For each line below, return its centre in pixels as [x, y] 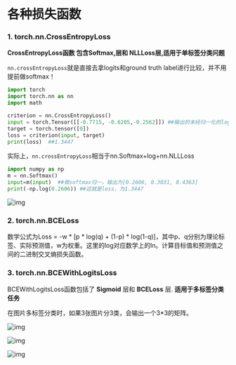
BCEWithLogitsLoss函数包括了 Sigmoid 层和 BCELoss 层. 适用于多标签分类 [116, 289]
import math [25, 103]
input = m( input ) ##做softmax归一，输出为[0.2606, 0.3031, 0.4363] [103, 182]
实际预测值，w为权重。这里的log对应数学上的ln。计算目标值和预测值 [118, 246]
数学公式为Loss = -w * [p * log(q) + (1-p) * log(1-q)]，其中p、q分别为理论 [113, 237]
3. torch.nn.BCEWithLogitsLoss [62, 273]
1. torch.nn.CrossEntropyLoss [59, 37]
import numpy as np [36, 169]
